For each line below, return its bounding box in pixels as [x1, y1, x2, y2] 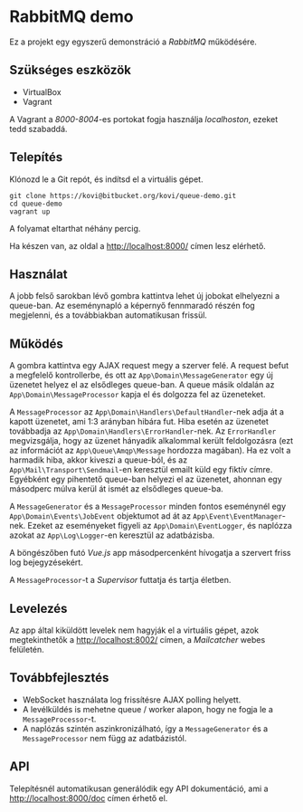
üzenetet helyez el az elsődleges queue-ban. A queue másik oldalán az [9, 379, 275, 390]
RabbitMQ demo [9, 6, 134, 27]
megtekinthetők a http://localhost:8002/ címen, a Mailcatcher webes [9, 635, 266, 645]
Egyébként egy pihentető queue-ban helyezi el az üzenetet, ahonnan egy [9, 473, 282, 485]
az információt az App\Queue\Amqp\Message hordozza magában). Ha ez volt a [9, 445, 291, 456]
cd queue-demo [9, 199, 63, 208]
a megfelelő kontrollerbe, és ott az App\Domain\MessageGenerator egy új [9, 369, 274, 381]
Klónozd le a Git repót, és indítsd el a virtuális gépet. [9, 174, 204, 185]
